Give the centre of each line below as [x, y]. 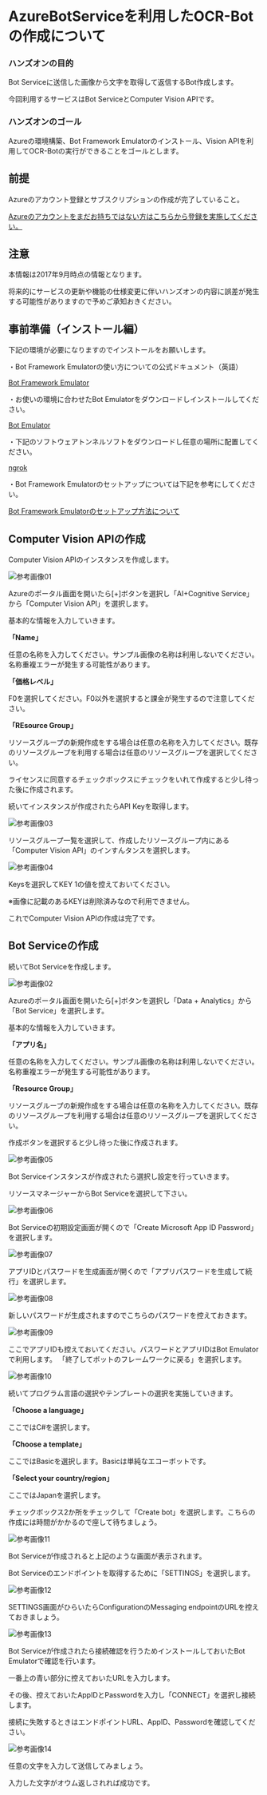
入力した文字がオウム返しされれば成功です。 [81, 1782]
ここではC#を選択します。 [51, 1427]
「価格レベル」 [33, 682]
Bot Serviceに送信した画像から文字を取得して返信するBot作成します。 [123, 82]
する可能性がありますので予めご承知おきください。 [92, 301]
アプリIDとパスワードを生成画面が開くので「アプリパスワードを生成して [127, 1271]
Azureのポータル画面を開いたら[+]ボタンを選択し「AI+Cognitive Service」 [131, 594]
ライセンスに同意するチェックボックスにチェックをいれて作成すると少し [127, 779]
